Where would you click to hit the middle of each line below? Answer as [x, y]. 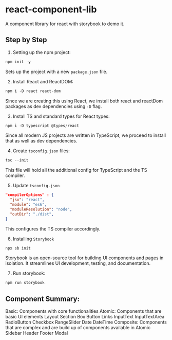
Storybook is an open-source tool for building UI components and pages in [84, 258]
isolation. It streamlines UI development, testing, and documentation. [78, 263]
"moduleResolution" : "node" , [41, 209]
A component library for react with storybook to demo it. [65, 24]
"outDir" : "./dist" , [32, 214]
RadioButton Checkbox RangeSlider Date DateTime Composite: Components [86, 322]
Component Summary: [42, 299]
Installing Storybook [33, 239]
